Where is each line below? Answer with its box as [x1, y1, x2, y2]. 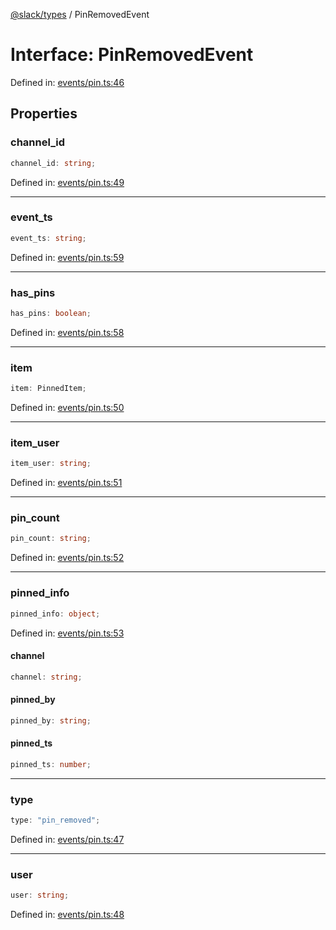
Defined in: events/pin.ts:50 [10, 402, 125, 414]
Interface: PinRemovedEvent [10, 44, 254, 66]
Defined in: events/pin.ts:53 [10, 627, 125, 639]
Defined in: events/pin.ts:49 [10, 176, 125, 188]
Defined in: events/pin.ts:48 [10, 909, 125, 921]
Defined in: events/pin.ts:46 [10, 76, 125, 88]
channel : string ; [10, 672, 83, 682]
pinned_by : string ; [10, 715, 92, 726]
